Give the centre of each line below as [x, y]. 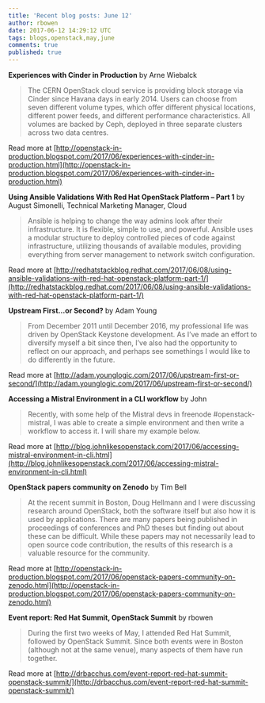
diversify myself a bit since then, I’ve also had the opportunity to [132, 343]
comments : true [33, 45]
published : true [35, 52]
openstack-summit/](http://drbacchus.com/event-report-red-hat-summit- [129, 682]
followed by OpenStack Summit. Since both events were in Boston [135, 641]
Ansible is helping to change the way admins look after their [125, 221]
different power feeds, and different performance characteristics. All [139, 115]
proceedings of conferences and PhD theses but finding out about [135, 528]
